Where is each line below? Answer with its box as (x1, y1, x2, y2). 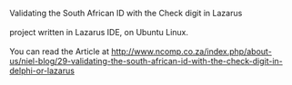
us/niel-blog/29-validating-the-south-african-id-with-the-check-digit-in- (9, 56, 284, 66)
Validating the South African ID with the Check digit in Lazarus (9, 8, 243, 18)
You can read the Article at (9, 46, 109, 57)
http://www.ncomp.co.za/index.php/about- (110, 46, 273, 57)
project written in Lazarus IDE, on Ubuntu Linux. (9, 27, 189, 37)
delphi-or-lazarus (9, 65, 76, 76)
